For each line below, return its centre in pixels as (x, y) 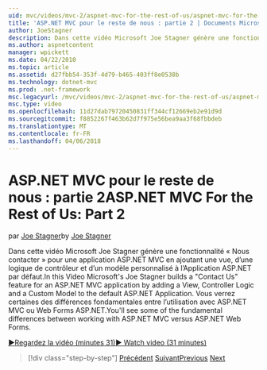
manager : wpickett (39, 52)
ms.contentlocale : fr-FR (49, 133)
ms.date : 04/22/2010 (43, 60)
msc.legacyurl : (33, 97)
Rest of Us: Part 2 (67, 214)
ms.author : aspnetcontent (51, 45)
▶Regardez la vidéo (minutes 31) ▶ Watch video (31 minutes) (108, 343)
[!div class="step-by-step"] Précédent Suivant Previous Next (126, 358)
